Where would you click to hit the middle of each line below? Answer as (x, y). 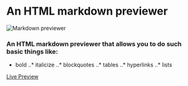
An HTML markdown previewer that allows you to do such (94, 44)
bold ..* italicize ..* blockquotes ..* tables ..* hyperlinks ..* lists (94, 65)
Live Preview (22, 77)
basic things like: (32, 51)
